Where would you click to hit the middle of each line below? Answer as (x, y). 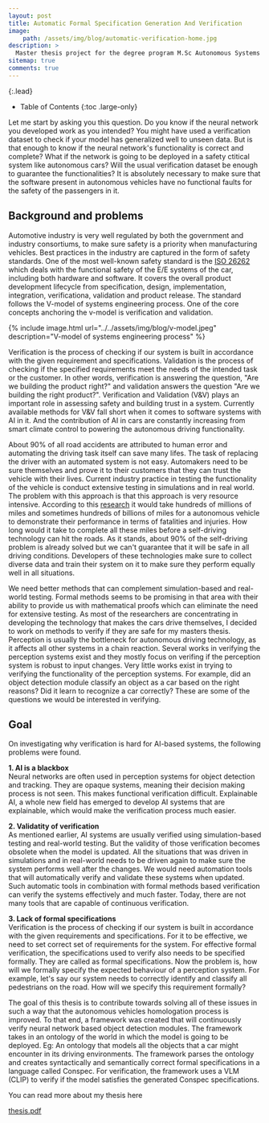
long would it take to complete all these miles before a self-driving (118, 530)
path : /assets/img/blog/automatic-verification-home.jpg (120, 38)
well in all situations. (41, 573)
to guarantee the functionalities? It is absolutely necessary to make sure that (134, 173)
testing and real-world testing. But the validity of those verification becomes (134, 843)
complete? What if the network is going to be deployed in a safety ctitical (129, 156)
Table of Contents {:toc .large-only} (79, 106)
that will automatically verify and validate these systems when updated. (126, 878)
